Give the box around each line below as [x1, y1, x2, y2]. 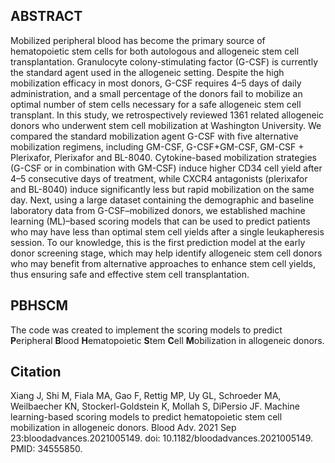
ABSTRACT [10, 8, 83, 25]
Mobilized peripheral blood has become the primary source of [10, 34, 266, 46]
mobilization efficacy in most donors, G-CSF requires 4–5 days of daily [10, 77, 302, 89]
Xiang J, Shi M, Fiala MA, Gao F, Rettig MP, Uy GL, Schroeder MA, [10, 390, 282, 402]
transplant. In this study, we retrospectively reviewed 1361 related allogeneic [10, 109, 325, 121]
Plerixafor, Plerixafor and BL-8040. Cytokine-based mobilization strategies [10, 151, 317, 163]
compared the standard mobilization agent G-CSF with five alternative [10, 130, 299, 142]
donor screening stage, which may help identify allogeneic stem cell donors [10, 247, 323, 259]
